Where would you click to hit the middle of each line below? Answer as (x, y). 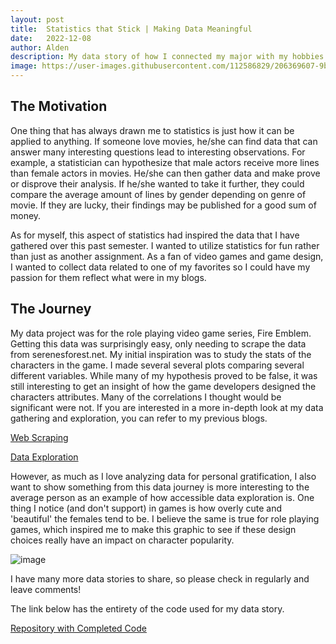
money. (26, 215)
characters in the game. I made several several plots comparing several (157, 365)
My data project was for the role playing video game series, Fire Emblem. (161, 333)
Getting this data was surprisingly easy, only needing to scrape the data (158, 343)
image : (24, 66)
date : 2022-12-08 (51, 38)
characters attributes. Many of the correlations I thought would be (146, 397)
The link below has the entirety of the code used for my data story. (147, 608)
